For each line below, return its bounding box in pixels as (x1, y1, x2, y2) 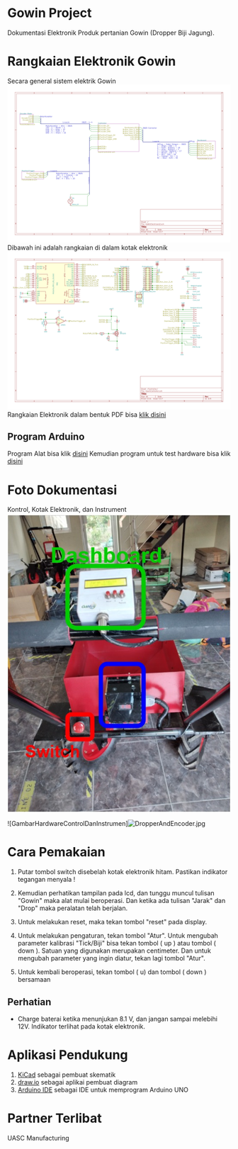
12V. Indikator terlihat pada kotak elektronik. (17, 1022, 146, 1031)
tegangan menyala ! (17, 875, 76, 884)
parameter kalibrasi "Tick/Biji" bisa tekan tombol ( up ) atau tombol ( (17, 939, 216, 948)
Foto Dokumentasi (7, 482, 118, 498)
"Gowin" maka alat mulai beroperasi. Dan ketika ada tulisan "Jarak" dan (17, 897, 226, 905)
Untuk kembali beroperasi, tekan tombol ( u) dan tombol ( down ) (17, 968, 207, 976)
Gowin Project (7, 5, 92, 21)
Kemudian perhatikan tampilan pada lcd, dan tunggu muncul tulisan (17, 889, 215, 897)
